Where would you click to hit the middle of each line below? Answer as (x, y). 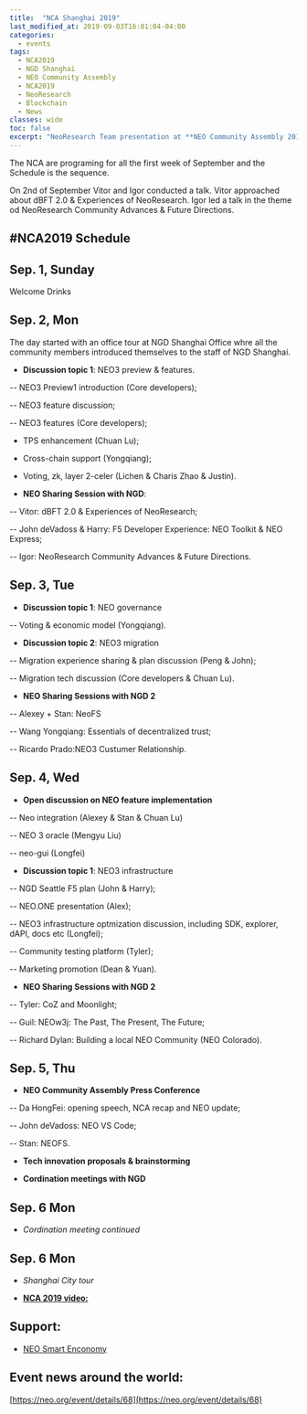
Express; (26, 538)
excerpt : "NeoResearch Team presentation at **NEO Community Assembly (147, 137)
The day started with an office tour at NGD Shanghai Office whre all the (144, 342)
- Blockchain (42, 103)
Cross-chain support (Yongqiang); (87, 458)
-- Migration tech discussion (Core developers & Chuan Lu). (122, 678)
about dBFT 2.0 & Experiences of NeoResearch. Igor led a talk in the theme (151, 200)
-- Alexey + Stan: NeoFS (56, 713)
